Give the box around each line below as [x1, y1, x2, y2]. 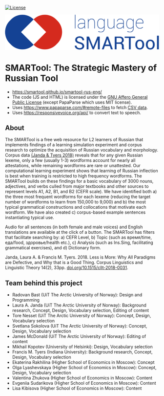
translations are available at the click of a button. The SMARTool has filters [5, 229, 155, 235]
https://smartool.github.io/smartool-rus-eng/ [12, 88, 102, 95]
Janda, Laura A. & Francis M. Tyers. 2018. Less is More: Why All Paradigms [5, 254, 156, 260]
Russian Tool [5, 72, 59, 84]
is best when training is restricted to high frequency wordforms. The [5, 173, 143, 179]
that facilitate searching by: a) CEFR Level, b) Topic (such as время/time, [5, 235, 152, 241]
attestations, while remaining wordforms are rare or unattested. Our [5, 163, 141, 169]
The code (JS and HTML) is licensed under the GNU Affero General [12, 94, 148, 100]
